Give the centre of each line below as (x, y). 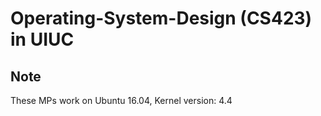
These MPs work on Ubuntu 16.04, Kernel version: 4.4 (121, 100)
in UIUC (42, 39)
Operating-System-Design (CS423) (161, 18)
